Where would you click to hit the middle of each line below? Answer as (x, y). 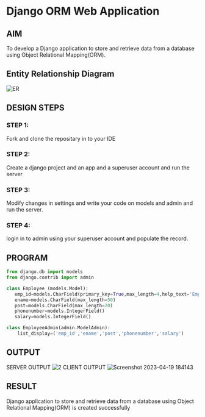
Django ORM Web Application (83, 11)
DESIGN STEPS (36, 108)
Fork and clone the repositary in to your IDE (61, 138)
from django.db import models (45, 272)
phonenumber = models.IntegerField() (59, 311)
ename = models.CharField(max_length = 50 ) (65, 300)
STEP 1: (18, 125)
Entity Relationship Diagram (60, 74)
